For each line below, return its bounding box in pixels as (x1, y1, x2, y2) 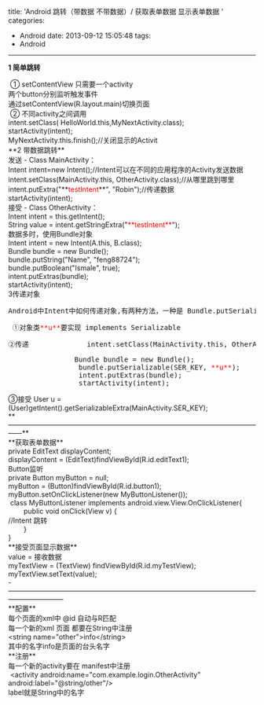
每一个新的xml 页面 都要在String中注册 (8, 623, 133, 633)
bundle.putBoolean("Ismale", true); (8, 263, 120, 273)
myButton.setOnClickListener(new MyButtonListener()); (8, 490, 188, 499)
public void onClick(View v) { (23, 506, 118, 516)
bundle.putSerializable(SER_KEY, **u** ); (78, 363, 241, 372)
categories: (8, 16, 45, 25)
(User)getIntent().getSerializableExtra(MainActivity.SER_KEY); (8, 403, 208, 413)
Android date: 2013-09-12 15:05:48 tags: (19, 31, 152, 40)
